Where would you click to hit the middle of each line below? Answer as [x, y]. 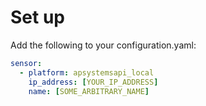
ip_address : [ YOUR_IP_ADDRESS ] [93, 82]
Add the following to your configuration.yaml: [103, 45]
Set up [37, 17]
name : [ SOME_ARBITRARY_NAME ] [89, 91]
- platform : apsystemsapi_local [87, 72]
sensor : [26, 63]
